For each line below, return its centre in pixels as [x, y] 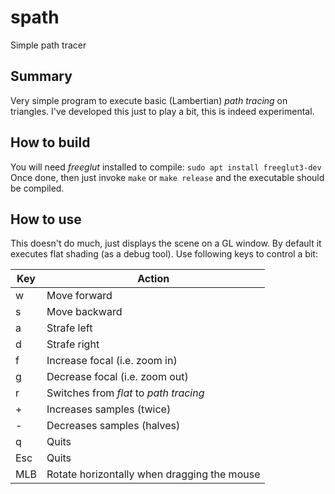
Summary [41, 76]
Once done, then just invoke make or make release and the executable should [167, 177]
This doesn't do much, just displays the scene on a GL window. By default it [166, 243]
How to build [50, 142]
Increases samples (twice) [109, 409]
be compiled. [37, 188]
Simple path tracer [48, 45]
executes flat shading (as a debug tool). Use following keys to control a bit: [164, 254]
